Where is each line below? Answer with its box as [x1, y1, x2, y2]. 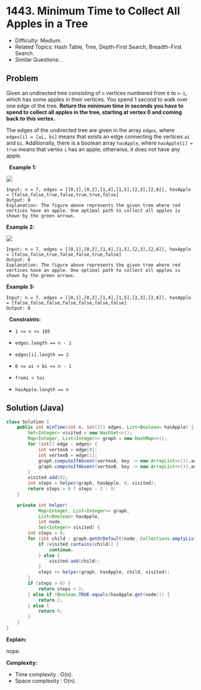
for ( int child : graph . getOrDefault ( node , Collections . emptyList [28, 536, 197, 542]
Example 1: [8, 163, 37, 171]
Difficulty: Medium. [14, 37, 62, 44]
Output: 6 [6, 256, 31, 262]
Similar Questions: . [14, 56, 63, 63]
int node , [38, 519, 63, 525]
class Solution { [6, 419, 50, 425]
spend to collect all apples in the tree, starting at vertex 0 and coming [6, 108, 182, 115]
